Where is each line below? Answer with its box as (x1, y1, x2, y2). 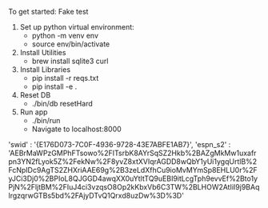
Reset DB (19, 90, 51, 99)
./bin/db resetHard (31, 99, 94, 108)
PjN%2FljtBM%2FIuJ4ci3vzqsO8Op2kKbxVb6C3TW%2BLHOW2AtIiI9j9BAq (8, 182, 260, 191)
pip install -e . (31, 82, 78, 91)
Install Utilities (19, 48, 66, 57)
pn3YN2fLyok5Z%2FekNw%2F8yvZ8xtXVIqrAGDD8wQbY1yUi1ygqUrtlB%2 (8, 157, 258, 166)
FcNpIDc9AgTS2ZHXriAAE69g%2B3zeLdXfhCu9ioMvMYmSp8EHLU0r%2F (8, 166, 258, 174)
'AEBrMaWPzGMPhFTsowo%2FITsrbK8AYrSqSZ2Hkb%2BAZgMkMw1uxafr (8, 148, 257, 158)
